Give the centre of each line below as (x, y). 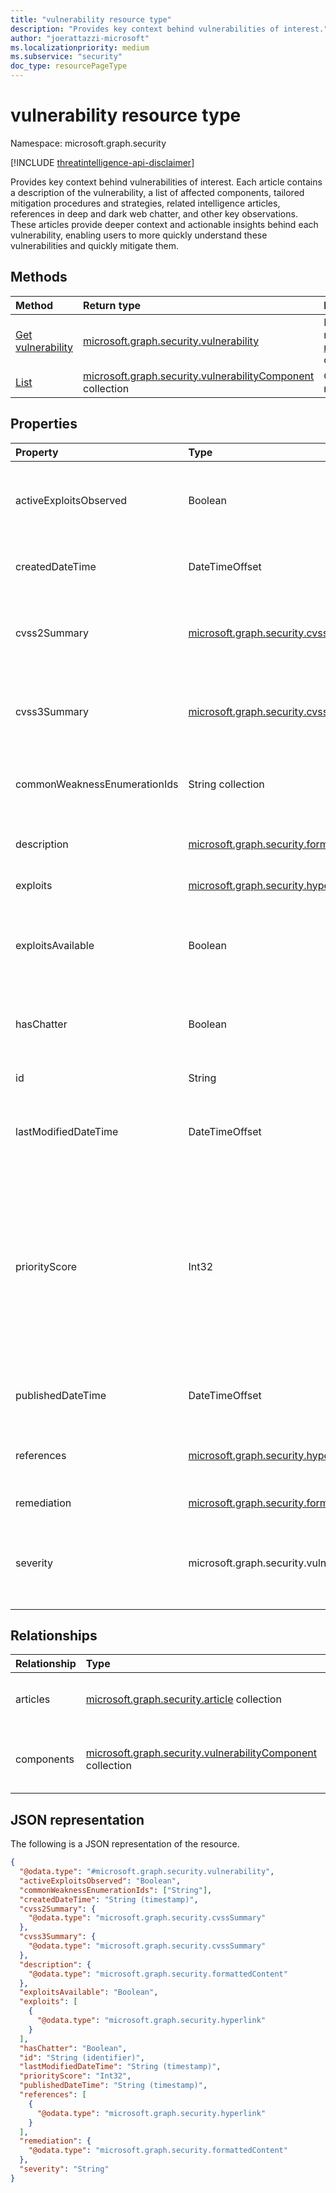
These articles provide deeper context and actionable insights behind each (164, 224)
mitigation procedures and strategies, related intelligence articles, (145, 203)
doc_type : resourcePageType (69, 66)
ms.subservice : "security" (66, 57)
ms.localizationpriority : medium (80, 47)
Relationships (54, 1635)
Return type (112, 305)
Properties (44, 424)
